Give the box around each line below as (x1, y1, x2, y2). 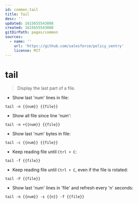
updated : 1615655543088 (5, 21, 54, 26)
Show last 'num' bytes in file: (12, 131, 71, 137)
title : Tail (5, 12, 29, 17)
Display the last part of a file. (17, 85, 76, 91)
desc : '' (5, 16, 23, 21)
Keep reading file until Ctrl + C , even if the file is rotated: (12, 167, 128, 173)
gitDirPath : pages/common (5, 30, 58, 35)
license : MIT (14, 48, 41, 53)
